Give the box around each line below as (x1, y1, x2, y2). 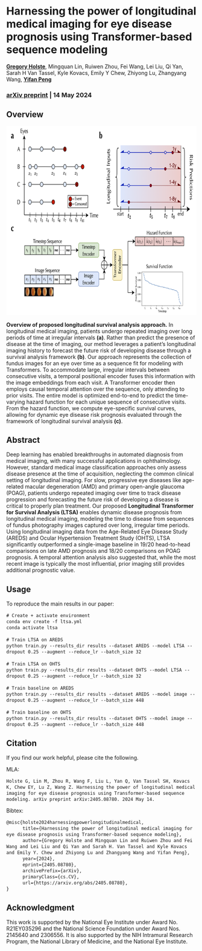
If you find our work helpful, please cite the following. (6, 754, 139, 762)
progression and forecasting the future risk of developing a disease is (6, 496, 179, 503)
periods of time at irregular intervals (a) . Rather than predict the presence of (6, 334, 195, 341)
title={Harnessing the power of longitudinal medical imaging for (22, 826, 193, 832)
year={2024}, (22, 856, 55, 862)
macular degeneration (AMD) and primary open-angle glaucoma (25, 483, 185, 491)
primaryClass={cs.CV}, (22, 874, 80, 880)
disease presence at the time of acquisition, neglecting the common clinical (6, 470, 194, 477)
